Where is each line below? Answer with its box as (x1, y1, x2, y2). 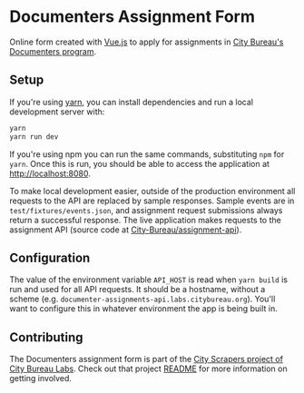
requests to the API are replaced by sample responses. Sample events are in (9, 195, 295, 206)
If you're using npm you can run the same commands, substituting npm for (9, 148, 285, 160)
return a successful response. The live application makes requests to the (9, 214, 281, 225)
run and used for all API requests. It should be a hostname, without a (9, 284, 266, 295)
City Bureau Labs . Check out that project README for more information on (9, 363, 288, 374)
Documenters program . (9, 45, 97, 56)
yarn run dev (9, 132, 59, 142)
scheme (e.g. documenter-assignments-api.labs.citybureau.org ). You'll (9, 293, 276, 305)
